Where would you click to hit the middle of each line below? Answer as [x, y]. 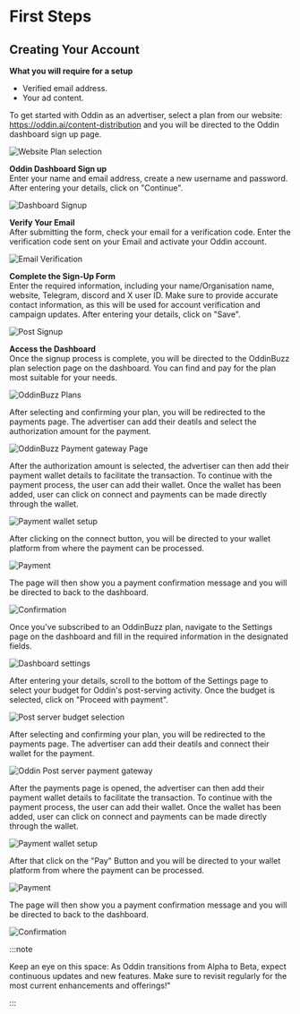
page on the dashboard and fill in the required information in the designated [149, 636]
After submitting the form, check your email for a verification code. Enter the [150, 232]
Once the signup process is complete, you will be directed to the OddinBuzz [150, 358]
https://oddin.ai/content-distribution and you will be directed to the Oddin [145, 124]
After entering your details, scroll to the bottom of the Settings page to [139, 681]
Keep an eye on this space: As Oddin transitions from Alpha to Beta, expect [148, 967]
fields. [21, 646]
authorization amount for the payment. [80, 431]
